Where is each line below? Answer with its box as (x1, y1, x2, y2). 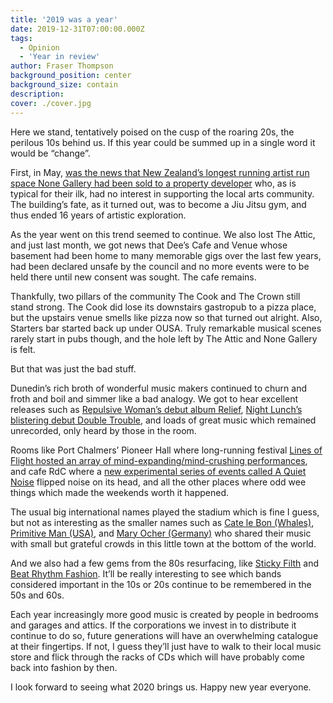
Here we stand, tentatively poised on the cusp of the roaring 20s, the (10, 126, 295, 138)
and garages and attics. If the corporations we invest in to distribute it (10, 619, 297, 631)
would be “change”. (10, 147, 91, 159)
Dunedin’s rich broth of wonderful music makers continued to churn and (10, 382, 307, 394)
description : (10, 89, 65, 99)
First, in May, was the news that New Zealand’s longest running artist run (10, 166, 310, 178)
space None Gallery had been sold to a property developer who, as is (10, 177, 297, 189)
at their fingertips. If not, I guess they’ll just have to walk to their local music (10, 640, 322, 652)
